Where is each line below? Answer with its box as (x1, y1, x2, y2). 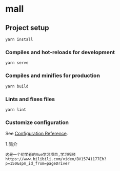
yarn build (5, 84, 29, 89)
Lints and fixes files (5, 95, 55, 103)
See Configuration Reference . (5, 131, 68, 137)
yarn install (5, 37, 33, 42)
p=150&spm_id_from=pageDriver (5, 161, 70, 166)
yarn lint (5, 107, 27, 112)
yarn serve (5, 60, 29, 65)
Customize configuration (5, 118, 69, 126)
